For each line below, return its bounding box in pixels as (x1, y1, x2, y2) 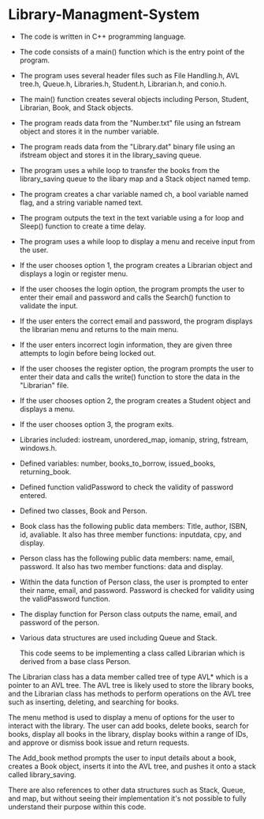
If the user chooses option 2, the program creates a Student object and (19, 395, 251, 405)
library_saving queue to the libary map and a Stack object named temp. (19, 174, 251, 183)
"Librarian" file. (19, 380, 69, 390)
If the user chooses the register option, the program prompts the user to (19, 364, 254, 373)
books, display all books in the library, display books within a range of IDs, (8, 729, 249, 738)
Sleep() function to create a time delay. (19, 221, 147, 231)
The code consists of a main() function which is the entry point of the (19, 47, 245, 56)
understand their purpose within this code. (8, 802, 147, 811)
